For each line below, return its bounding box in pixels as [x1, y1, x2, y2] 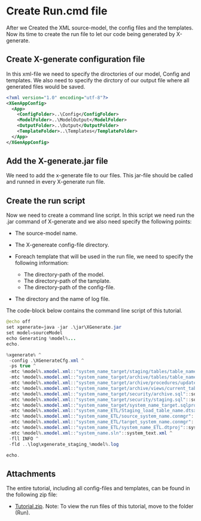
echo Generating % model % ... [6, 335, 77, 341]
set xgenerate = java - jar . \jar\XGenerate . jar [6, 324, 121, 331]
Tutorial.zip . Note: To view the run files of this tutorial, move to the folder [14, 503, 194, 510]
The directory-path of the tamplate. [23, 278, 111, 285]
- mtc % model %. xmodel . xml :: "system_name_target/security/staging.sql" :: [8, 397, 191, 403]
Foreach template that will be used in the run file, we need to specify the [14, 253, 193, 260]
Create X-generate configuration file [6, 54, 145, 64]
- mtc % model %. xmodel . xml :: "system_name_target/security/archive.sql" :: [8, 391, 191, 397]
